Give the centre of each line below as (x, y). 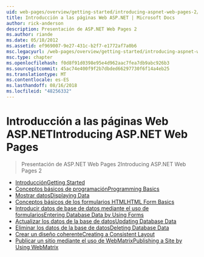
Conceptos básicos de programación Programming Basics (87, 189)
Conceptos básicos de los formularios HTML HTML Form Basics (95, 202)
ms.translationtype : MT (36, 74)
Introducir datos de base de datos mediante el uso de (82, 208)
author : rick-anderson (35, 23)
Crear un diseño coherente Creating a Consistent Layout (85, 234)
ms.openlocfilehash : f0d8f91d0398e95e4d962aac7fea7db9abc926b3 (88, 63)
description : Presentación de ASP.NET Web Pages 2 (72, 29)
